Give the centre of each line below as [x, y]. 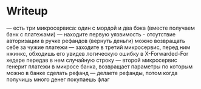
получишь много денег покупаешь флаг [58, 79]
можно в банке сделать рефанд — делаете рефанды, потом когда [92, 73]
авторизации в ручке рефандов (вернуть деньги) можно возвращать [96, 41]
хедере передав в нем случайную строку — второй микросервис [92, 60]
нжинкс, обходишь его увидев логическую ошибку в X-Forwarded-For [97, 53]
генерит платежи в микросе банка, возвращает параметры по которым [100, 66]
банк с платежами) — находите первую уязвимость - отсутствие [91, 34]
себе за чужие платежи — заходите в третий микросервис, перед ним [98, 47]
